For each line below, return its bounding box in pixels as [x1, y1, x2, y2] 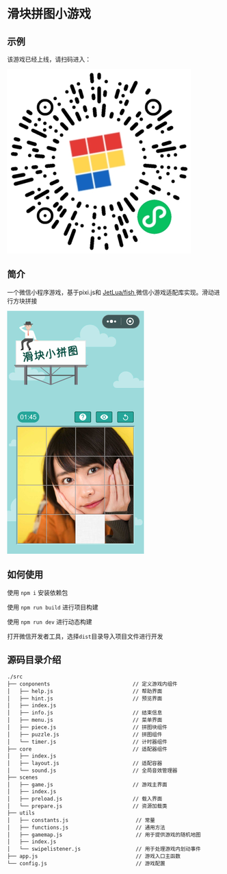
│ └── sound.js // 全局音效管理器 [7, 767, 178, 775]
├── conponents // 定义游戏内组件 [7, 681, 178, 688]
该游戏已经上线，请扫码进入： [7, 56, 91, 63]
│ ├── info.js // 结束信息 [7, 709, 163, 716]
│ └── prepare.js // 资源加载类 [7, 803, 168, 810]
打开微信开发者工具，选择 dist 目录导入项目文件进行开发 [7, 632, 163, 640]
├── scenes [7, 774, 38, 781]
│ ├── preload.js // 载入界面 [7, 796, 163, 803]
